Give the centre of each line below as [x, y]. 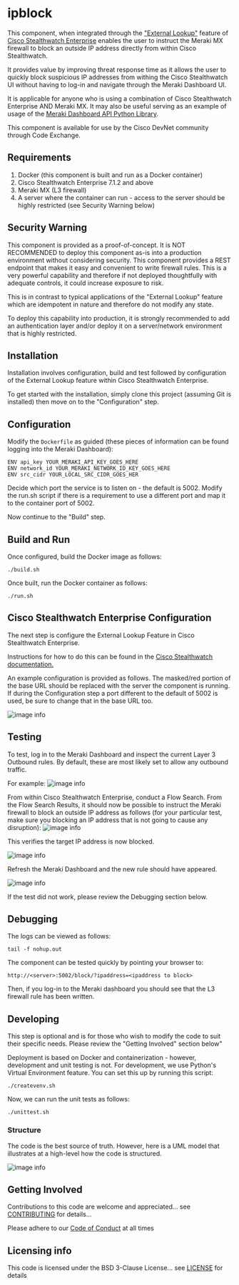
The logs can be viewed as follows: [59, 936]
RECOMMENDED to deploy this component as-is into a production [105, 252]
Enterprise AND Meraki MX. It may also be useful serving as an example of [117, 106]
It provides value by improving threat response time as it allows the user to [117, 69]
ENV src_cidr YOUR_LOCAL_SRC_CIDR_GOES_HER [73, 475]
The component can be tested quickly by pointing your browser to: [106, 963]
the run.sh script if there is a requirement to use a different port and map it [117, 496]
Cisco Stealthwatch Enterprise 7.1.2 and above [85, 182]
